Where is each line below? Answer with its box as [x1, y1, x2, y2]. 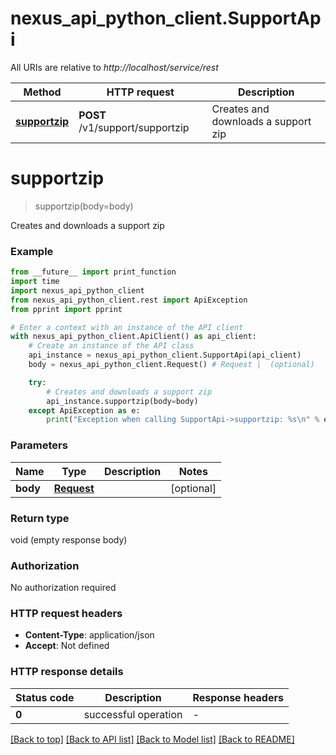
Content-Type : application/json [24, 629, 155, 641]
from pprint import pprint [10, 304, 123, 314]
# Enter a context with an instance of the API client [10, 322, 244, 332]
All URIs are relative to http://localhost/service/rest [10, 61, 219, 73]
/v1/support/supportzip [78, 120, 190, 134]
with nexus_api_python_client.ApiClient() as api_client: [10, 332, 257, 342]
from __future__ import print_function [10, 267, 177, 277]
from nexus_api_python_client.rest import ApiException [10, 295, 248, 305]
